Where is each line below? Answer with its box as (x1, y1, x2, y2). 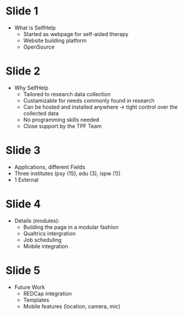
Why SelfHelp (14, 84, 49, 91)
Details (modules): (14, 217, 60, 224)
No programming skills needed (23, 116, 99, 123)
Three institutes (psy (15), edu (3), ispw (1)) (14, 169, 121, 177)
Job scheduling (23, 236, 62, 243)
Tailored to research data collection (23, 90, 111, 97)
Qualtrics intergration (23, 229, 76, 237)
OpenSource (23, 43, 55, 50)
